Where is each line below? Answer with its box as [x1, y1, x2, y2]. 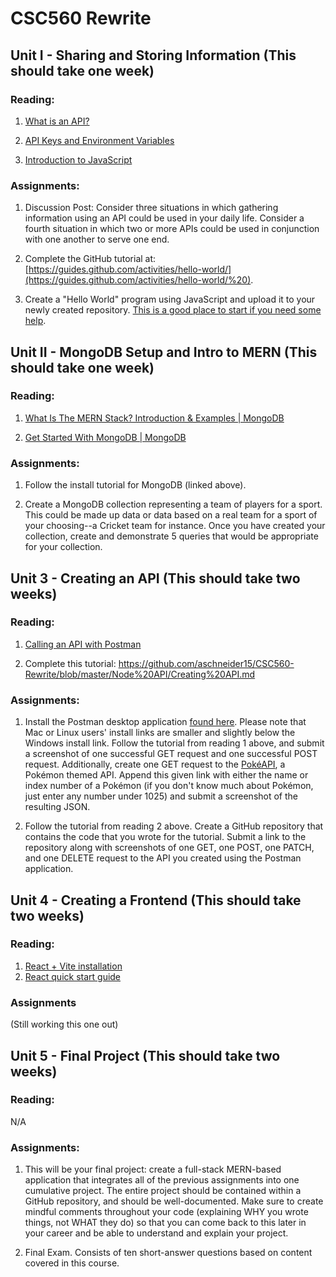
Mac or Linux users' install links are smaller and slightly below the [24, 727, 296, 739]
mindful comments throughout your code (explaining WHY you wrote [24, 1206, 309, 1218]
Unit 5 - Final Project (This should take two [10, 1047, 281, 1064]
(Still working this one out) [10, 1018, 119, 1031]
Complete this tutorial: [24, 657, 117, 669]
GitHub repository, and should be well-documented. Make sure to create [24, 1195, 324, 1207]
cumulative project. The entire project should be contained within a [24, 1185, 302, 1197]
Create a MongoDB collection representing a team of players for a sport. [24, 498, 323, 511]
